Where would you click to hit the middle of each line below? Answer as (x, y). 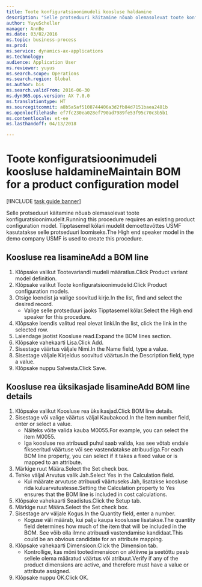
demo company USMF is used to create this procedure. (75, 239)
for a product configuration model (93, 185)
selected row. (32, 330)
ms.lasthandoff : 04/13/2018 (41, 124)
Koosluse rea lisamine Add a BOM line (78, 258)
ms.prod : (17, 46)
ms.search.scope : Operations (43, 74)
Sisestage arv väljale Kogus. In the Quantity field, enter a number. (95, 513)
